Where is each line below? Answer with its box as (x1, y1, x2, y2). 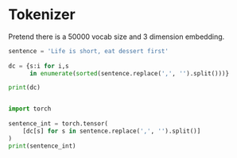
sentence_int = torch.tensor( (8, 120, 109, 128)
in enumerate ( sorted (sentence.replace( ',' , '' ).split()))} (29, 69, 229, 77)
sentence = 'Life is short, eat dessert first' (8, 47, 169, 55)
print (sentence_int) (8, 141, 77, 150)
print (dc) (8, 83, 41, 92)
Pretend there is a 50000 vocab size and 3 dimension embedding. (8, 32, 225, 41)
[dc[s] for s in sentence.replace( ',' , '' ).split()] (22, 127, 201, 135)
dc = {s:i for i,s (8, 62, 69, 70)
